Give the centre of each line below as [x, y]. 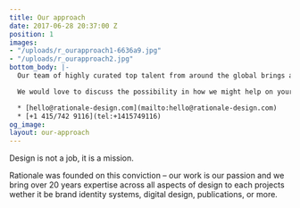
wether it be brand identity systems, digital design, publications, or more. [144, 195]
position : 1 [31, 34]
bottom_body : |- [39, 68]
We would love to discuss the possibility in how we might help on [146, 92]
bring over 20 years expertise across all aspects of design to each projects [147, 185]
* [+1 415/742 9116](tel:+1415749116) [90, 116]
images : [24, 42]
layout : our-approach [50, 133]
